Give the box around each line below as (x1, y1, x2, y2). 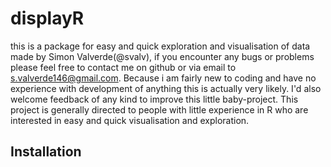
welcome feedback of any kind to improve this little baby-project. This (10, 93, 299, 105)
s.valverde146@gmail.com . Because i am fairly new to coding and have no (10, 72, 317, 84)
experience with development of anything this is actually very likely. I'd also (10, 82, 322, 94)
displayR (10, 7, 85, 30)
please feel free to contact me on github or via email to (10, 61, 237, 73)
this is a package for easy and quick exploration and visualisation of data (10, 40, 311, 52)
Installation (10, 143, 82, 161)
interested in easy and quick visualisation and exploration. (10, 114, 250, 126)
